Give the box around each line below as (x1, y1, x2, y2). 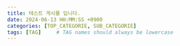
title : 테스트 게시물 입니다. (7, 9, 81, 17)
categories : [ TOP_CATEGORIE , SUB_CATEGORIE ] (7, 22, 137, 29)
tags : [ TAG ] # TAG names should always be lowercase (7, 28, 174, 36)
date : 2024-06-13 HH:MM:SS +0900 (7, 16, 103, 23)
